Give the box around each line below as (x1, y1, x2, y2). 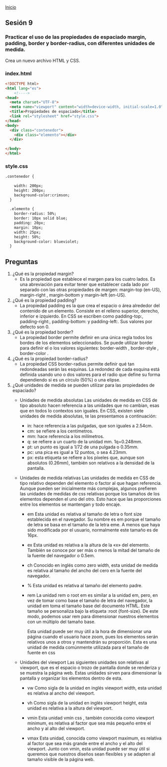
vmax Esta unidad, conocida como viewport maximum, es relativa (27, 735, 162, 741)
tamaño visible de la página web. (27, 757, 95, 763)
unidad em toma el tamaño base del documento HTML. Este (27, 603, 150, 609)
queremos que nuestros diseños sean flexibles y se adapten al (27, 751, 156, 757)
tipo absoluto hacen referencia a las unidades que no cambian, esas (19, 402, 160, 408)
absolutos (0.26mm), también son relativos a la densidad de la (27, 460, 155, 466)
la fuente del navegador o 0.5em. (27, 553, 95, 559)
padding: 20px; (14, 221, 46, 226)
